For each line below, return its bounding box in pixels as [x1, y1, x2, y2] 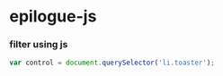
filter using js [9, 38, 68, 51]
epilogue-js [9, 6, 97, 27]
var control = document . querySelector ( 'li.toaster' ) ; [9, 58, 216, 68]
